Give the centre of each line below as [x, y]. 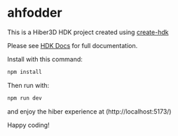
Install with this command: [45, 59]
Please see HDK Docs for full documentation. [73, 45]
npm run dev [25, 98]
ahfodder [35, 13]
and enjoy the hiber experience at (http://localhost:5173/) [89, 111]
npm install [25, 72]
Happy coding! [29, 125]
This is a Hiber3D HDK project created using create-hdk [88, 32]
